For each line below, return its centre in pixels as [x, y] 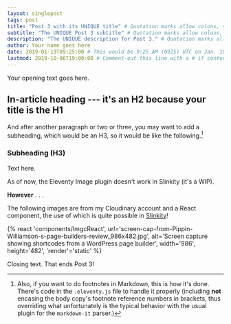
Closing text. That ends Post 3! [51, 264]
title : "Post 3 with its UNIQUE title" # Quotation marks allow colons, [113, 26]
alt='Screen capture [179, 236]
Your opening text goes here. [48, 78]
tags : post [23, 20]
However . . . [25, 195]
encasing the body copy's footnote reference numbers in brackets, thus [119, 298]
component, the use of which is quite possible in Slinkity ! [88, 215]
